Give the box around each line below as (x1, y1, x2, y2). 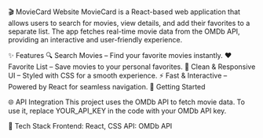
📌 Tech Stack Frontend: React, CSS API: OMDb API (8, 122, 173, 130)
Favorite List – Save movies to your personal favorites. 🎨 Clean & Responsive (8, 62, 256, 71)
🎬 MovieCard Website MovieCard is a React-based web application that (8, 7, 241, 16)
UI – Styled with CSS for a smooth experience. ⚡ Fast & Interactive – (8, 71, 228, 80)
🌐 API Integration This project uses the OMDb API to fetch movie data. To (8, 97, 246, 107)
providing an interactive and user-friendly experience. (8, 35, 183, 44)
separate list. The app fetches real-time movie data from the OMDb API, (8, 27, 241, 36)
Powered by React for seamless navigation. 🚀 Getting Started (8, 82, 206, 91)
